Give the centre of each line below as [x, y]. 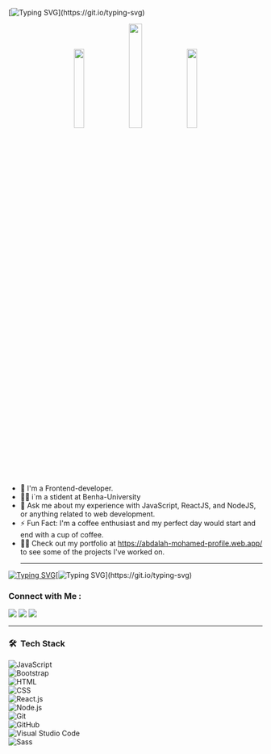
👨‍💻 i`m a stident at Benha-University [80, 497]
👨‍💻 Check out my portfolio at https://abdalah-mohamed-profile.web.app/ [141, 543]
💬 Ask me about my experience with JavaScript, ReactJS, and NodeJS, [138, 505]
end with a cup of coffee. [62, 535]
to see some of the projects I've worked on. [92, 552]
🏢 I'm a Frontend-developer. [67, 488]
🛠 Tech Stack [37, 644]
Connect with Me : [45, 596]
